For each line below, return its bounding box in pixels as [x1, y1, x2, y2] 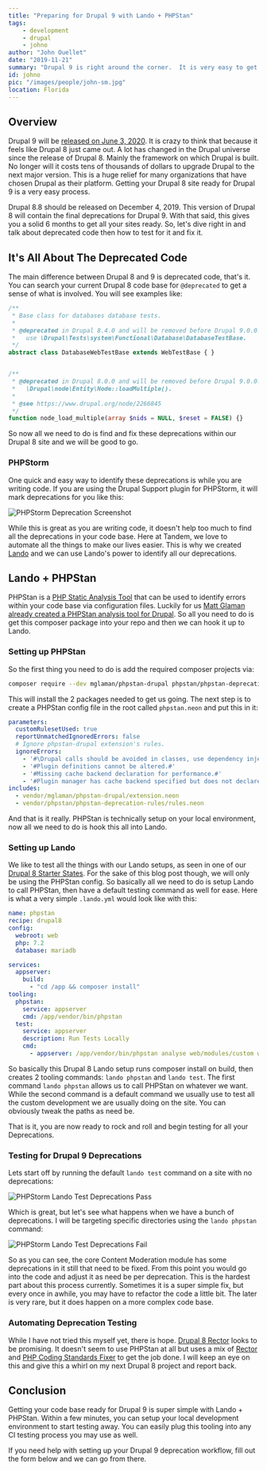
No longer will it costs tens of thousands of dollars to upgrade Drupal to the [8, 162, 255, 171]
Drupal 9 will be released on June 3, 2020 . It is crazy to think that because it [8, 136, 258, 146]
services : [8, 961, 41, 969]
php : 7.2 [15, 938, 44, 947]
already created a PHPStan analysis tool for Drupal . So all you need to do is [8, 610, 254, 619]
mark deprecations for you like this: [8, 492, 125, 501]
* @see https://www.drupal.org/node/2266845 [11, 400, 161, 408]
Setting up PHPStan [8, 646, 86, 657]
